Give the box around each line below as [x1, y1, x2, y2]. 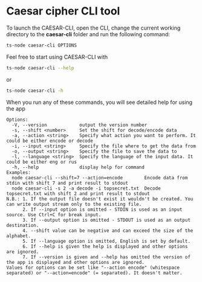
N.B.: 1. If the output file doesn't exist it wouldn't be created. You [6, 196, 194, 202]
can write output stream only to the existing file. [6, 201, 142, 207]
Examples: [6, 169, 31, 176]
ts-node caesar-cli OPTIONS [6, 42, 77, 48]
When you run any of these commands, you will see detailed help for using [6, 98, 192, 106]
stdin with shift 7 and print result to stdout [6, 180, 129, 186]
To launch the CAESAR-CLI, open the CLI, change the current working [6, 24, 181, 31]
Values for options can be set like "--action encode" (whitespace [6, 264, 180, 271]
